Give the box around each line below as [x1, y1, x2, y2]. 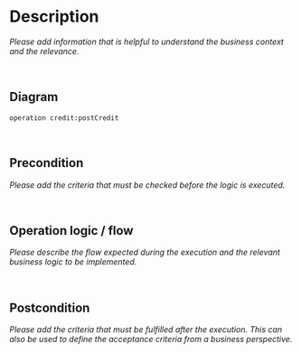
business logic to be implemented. [9, 256, 137, 267]
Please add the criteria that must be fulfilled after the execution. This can [9, 324, 283, 335]
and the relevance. [9, 45, 80, 56]
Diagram [9, 89, 59, 105]
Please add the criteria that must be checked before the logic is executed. [9, 179, 286, 190]
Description [9, 6, 99, 27]
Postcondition [9, 300, 90, 315]
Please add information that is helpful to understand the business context [9, 36, 285, 47]
